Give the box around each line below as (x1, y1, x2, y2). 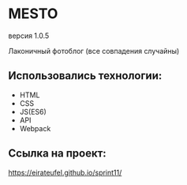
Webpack (19, 123, 51, 133)
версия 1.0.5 (8, 31, 50, 40)
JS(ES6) (19, 107, 47, 116)
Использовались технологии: (8, 69, 163, 83)
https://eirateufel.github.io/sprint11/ (8, 168, 122, 177)
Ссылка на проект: (8, 147, 107, 160)
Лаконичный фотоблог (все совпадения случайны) (8, 46, 180, 55)
